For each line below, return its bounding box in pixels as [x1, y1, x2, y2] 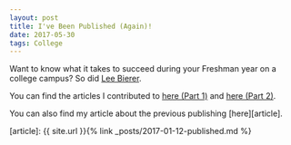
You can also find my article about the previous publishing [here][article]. [9, 108, 284, 119]
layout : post [9, 13, 59, 23]
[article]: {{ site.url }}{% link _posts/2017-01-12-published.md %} [9, 126, 252, 137]
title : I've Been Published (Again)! [9, 22, 153, 31]
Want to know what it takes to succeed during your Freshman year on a [9, 63, 277, 74]
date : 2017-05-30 [9, 30, 75, 39]
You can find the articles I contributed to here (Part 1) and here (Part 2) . [9, 91, 276, 101]
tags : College [9, 38, 64, 48]
